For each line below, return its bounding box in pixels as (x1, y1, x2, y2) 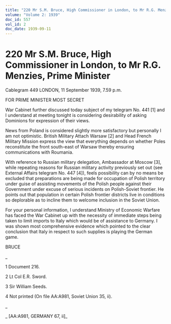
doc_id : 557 (5, 17, 31, 22)
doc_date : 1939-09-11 (5, 27, 51, 32)
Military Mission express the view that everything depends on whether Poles (5, 138, 165, 144)
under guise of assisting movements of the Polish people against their (5, 181, 152, 187)
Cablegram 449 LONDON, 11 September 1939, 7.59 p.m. (5, 87, 122, 93)
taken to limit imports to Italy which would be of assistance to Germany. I (5, 218, 158, 224)
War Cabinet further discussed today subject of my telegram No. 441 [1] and (5, 107, 165, 113)
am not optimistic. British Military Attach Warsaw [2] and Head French (5, 133, 152, 139)
